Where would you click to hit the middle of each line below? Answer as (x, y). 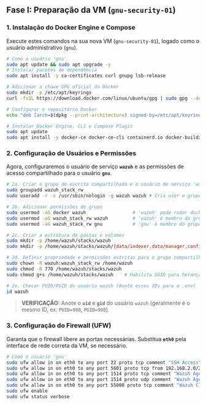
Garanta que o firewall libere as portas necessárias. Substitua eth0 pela (96, 339)
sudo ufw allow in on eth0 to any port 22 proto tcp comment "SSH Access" (104, 362)
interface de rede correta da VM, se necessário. (67, 345)
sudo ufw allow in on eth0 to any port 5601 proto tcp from (85, 368)
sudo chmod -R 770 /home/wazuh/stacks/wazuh (64, 269)
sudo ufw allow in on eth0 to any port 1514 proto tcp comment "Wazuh (98, 374)
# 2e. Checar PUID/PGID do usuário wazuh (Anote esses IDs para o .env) (101, 286)
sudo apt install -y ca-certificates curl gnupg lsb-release (86, 76)
